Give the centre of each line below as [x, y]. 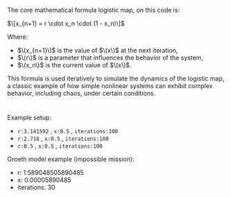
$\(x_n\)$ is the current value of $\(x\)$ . [74, 65]
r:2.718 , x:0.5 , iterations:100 [63, 139]
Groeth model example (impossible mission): [71, 160]
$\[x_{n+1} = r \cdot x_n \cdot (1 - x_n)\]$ [66, 23]
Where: [18, 37]
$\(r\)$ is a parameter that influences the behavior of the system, [110, 58]
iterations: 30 [36, 187]
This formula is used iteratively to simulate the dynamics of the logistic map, [116, 78]
